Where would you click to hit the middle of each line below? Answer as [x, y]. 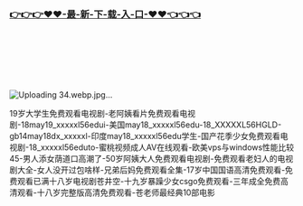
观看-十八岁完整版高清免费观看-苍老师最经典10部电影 [116, 192]
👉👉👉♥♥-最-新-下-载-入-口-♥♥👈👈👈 [105, 14]
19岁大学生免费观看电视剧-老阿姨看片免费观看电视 [103, 114]
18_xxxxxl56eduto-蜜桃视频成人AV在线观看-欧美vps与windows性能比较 [161, 147]
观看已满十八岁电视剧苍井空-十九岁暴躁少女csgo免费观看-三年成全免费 [149, 182]
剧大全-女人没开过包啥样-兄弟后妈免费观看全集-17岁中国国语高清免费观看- [147, 170]
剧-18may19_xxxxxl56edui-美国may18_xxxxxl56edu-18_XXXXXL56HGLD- [146, 125]
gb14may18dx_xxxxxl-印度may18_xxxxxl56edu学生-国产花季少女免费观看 [145, 136]
